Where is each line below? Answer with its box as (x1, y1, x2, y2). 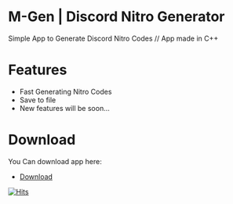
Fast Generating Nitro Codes (19, 87, 112, 96)
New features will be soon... (19, 103, 110, 113)
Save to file (19, 95, 56, 105)
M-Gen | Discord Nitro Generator (8, 8, 225, 26)
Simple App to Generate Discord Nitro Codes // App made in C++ (8, 34, 219, 43)
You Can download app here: (8, 156, 102, 166)
